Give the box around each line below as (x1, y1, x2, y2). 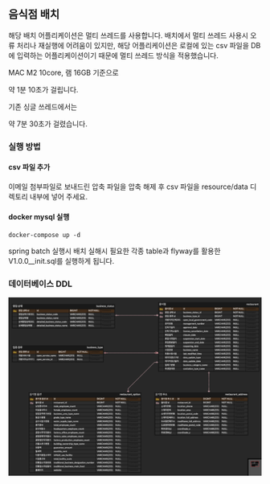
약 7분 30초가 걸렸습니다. (8, 119, 88, 129)
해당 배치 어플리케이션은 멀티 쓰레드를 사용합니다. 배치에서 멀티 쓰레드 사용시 (8, 31, 249, 40)
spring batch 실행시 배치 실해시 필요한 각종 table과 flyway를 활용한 (8, 246, 221, 256)
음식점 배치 (8, 7, 60, 22)
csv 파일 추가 (8, 162, 51, 172)
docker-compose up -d (8, 232, 81, 240)
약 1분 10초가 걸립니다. (8, 84, 79, 94)
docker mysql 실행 (8, 211, 70, 221)
